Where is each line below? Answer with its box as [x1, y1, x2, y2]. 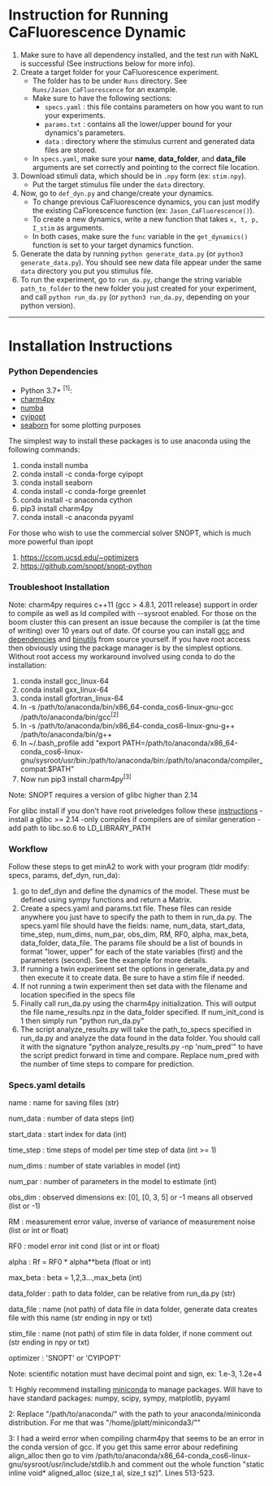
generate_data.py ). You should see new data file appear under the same [19, 257, 262, 267]
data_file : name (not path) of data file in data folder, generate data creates [8, 1305, 258, 1314]
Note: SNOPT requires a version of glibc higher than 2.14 [8, 789, 198, 799]
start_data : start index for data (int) [8, 1130, 128, 1139]
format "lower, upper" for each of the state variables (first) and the [19, 946, 244, 956]
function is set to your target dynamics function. [32, 240, 193, 250]
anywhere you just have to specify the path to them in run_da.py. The [19, 911, 252, 921]
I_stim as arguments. [32, 222, 104, 233]
